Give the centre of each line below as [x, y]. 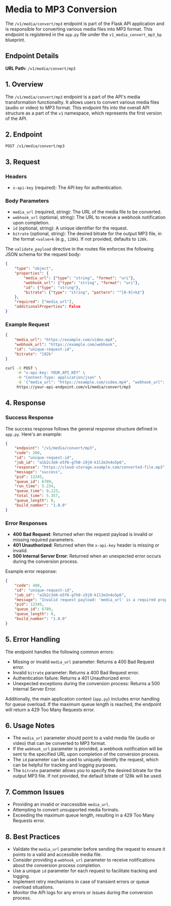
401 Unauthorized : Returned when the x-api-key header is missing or [86, 545]
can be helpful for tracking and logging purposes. [65, 765]
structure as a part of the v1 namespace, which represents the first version [83, 113]
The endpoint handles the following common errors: [60, 652]
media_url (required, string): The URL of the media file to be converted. [87, 212]
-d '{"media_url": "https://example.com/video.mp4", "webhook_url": [91, 382]
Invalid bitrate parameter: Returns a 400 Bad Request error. [76, 672]
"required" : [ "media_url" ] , [44, 302]
